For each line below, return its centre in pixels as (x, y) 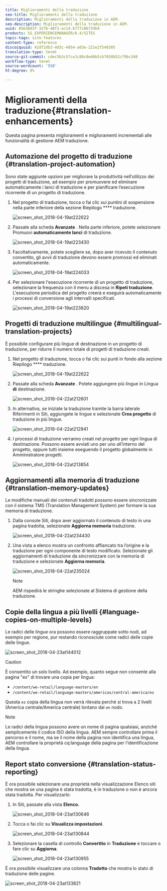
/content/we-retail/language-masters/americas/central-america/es (83, 693)
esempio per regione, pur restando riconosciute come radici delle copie (79, 637)
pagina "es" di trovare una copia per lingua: (50, 677)
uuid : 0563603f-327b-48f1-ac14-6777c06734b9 (52, 29)
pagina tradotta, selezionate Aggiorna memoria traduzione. (74, 526)
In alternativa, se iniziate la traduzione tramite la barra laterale (76, 409)
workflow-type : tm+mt (28, 61)
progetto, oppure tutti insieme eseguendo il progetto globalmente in (82, 449)
